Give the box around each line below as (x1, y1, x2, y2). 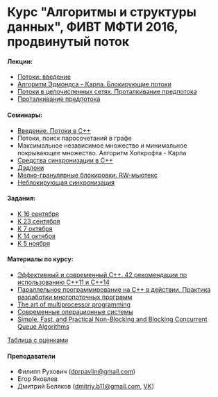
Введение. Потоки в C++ (17, 126, 92, 134)
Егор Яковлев (17, 375, 58, 383)
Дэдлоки (17, 163, 44, 171)
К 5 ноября (17, 239, 51, 247)
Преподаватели (7, 352, 56, 360)
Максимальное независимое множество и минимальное (17, 141, 187, 150)
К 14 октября (17, 231, 56, 240)
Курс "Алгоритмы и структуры (7, 4, 196, 20)
